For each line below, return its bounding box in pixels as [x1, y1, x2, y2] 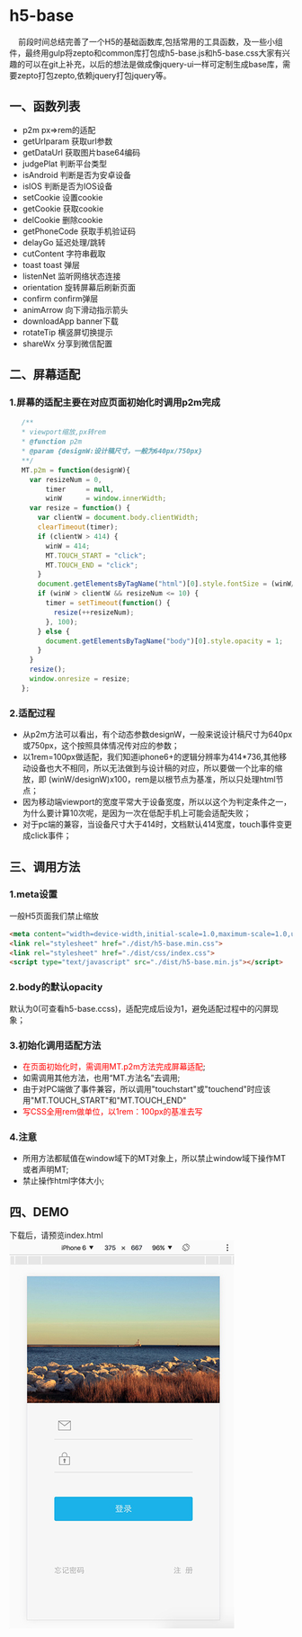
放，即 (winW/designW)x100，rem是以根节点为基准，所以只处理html [22, 774, 276, 785]
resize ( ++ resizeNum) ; [53, 608, 135, 617]
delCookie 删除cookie [22, 214, 103, 225]
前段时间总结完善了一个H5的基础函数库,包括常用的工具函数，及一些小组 [17, 36, 283, 47]
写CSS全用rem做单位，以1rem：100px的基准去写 [22, 1105, 203, 1116]
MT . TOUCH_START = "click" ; [45, 550, 147, 560]
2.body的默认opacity [9, 981, 103, 994]
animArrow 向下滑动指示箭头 [22, 304, 129, 315]
